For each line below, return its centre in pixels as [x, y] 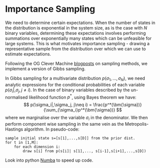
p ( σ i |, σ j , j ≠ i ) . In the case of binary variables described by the [67, 90]
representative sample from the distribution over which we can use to [76, 49]
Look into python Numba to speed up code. [49, 160]
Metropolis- [137, 124]
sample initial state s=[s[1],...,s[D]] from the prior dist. [70, 138]
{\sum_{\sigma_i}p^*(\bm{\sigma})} [80, 110]
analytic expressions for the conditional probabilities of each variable [75, 84]
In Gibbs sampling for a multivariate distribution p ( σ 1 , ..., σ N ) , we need [75, 79]
